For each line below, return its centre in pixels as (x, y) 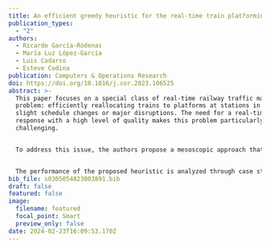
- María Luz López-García (59, 53)
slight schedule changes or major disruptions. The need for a (123, 114)
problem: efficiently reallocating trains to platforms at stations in (138, 105)
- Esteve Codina (43, 68)
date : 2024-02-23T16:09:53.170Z (62, 231)
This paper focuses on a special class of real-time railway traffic (134, 98)
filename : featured (48, 209)
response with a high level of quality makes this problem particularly (140, 121)
